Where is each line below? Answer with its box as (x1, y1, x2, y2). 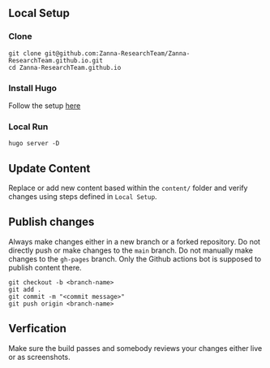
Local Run (8, 121, 49, 132)
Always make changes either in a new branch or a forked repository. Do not (8, 236, 261, 246)
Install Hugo (8, 82, 58, 93)
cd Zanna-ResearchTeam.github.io (8, 63, 122, 71)
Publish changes (8, 215, 95, 229)
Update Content (8, 162, 91, 175)
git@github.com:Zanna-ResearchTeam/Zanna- (44, 49, 191, 58)
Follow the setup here (8, 101, 81, 110)
